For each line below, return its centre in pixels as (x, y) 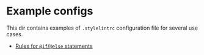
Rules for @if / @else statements (54, 46)
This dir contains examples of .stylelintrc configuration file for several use (102, 28)
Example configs (50, 11)
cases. (15, 34)
